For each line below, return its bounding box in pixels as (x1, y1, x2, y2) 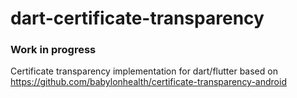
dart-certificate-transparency (10, 7, 265, 30)
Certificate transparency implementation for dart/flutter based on (10, 65, 278, 77)
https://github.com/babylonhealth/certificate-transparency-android (10, 76, 287, 88)
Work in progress (10, 43, 97, 57)
